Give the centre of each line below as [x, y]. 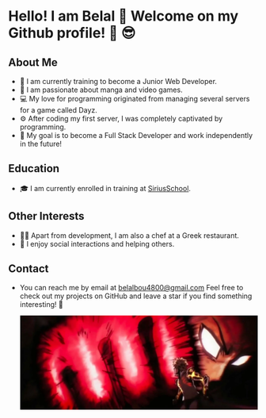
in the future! [40, 144]
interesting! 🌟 [41, 305]
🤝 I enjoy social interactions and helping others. [97, 244]
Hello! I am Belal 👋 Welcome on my [123, 16]
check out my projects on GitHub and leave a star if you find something [136, 296]
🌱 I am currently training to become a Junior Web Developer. [118, 81]
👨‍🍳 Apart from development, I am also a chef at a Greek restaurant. [129, 235]
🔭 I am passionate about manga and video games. [101, 90]
